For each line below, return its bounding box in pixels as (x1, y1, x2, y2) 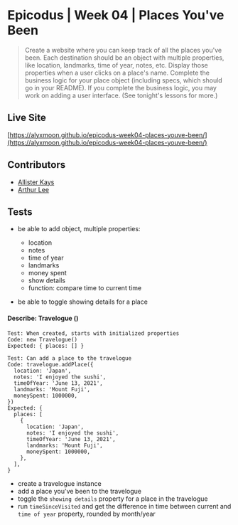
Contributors (7, 159, 66, 171)
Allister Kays (17, 178, 55, 186)
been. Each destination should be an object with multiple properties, (24, 53, 225, 62)
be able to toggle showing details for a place (17, 297, 148, 306)
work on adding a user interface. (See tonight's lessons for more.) (24, 91, 218, 100)
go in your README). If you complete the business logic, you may (24, 83, 217, 92)
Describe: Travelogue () (7, 314, 79, 322)
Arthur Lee (17, 185, 50, 193)
